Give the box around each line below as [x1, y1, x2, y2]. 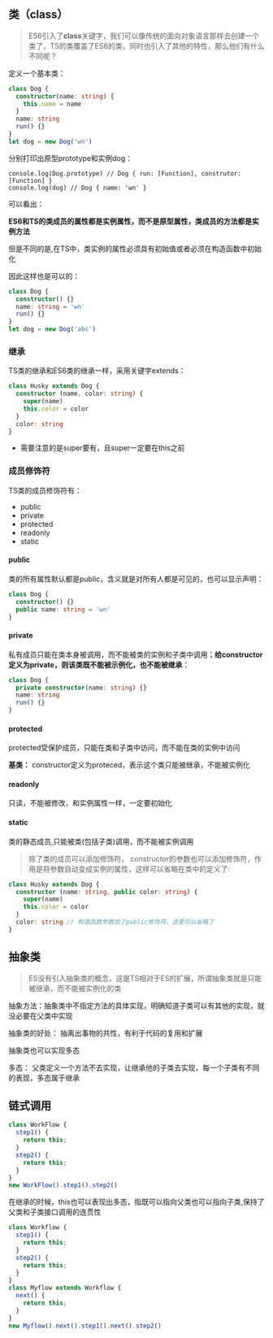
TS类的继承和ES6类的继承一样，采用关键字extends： [8, 366, 186, 376]
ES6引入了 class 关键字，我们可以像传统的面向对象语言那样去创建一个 [28, 31, 260, 41]
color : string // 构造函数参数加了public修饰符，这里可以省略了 [15, 918, 214, 927]
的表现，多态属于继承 [8, 1072, 80, 1083]
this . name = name [23, 100, 82, 108]
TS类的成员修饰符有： [8, 485, 83, 495]
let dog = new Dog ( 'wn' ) [8, 137, 93, 146]
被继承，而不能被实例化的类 [28, 983, 122, 993]
